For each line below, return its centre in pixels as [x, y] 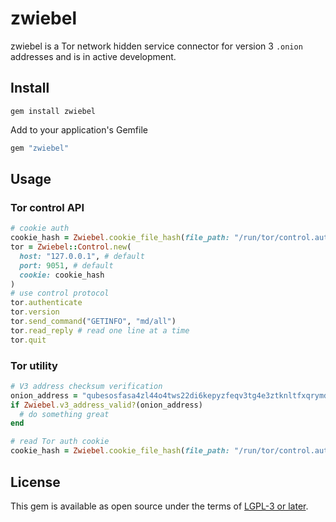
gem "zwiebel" [40, 148]
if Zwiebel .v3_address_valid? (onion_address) [106, 405]
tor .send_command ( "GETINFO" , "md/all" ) [93, 322]
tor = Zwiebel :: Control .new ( [71, 247]
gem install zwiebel [53, 111]
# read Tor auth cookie [60, 442]
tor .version [35, 312]
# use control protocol [60, 293]
